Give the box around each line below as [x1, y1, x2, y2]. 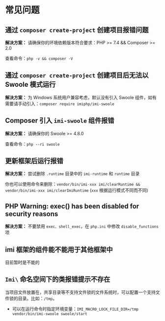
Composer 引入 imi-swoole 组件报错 [5, 116, 114, 125]
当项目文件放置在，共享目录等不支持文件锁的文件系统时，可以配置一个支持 [5, 289, 156, 295]
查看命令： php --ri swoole [5, 141, 60, 147]
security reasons [5, 210, 58, 218]
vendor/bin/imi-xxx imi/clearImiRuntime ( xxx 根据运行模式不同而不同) [5, 187, 148, 193]
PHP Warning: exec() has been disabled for [5, 202, 139, 210]
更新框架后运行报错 [5, 157, 63, 165]
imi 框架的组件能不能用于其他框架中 [5, 245, 113, 254]
